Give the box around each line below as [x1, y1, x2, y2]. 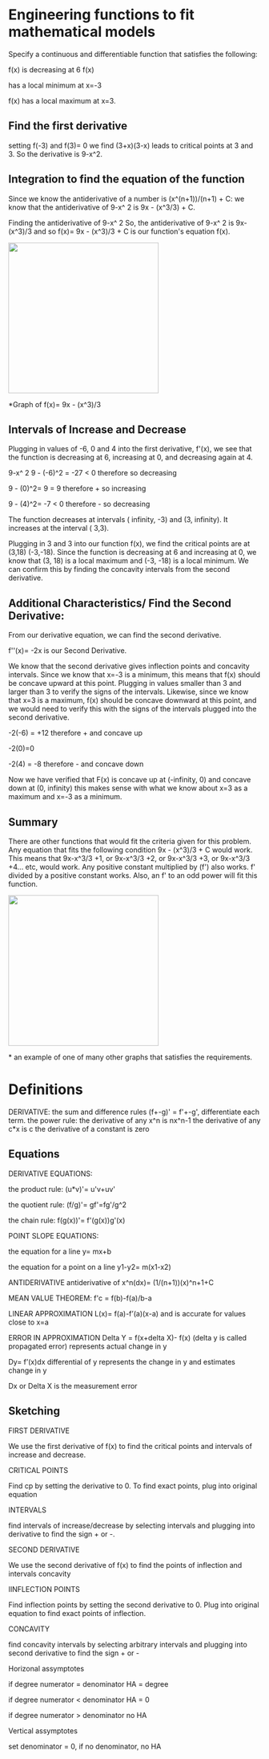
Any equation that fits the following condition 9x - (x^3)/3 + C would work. [8, 845, 253, 855]
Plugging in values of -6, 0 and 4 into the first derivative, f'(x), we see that [8, 444, 252, 454]
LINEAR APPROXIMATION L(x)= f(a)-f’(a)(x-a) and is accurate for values [8, 1308, 247, 1318]
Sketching [8, 1404, 60, 1418]
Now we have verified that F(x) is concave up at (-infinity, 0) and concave [8, 775, 251, 785]
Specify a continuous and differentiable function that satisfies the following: [8, 49, 258, 59]
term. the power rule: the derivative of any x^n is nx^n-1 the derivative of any [8, 1115, 261, 1125]
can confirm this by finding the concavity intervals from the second [8, 565, 231, 574]
